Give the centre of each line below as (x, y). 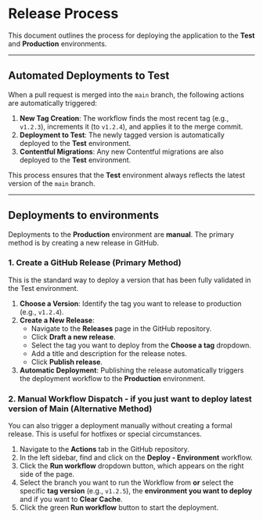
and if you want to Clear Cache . (71, 500)
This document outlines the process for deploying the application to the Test (131, 35)
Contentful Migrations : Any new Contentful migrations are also (122, 151)
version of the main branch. (52, 183)
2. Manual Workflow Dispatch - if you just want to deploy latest (130, 398)
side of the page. (47, 475)
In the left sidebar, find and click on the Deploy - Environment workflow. (136, 458)
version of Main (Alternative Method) (80, 409)
